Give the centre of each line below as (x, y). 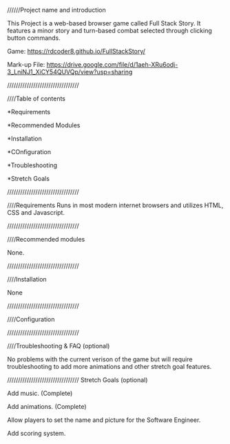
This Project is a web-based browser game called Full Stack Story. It (104, 23)
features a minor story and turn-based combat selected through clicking (109, 31)
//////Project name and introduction (57, 10)
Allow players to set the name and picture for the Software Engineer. (104, 420)
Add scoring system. (36, 433)
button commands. (34, 38)
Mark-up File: (26, 64)
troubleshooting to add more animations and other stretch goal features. (109, 367)
